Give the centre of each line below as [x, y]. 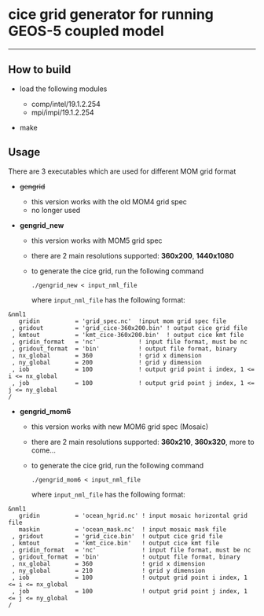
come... [44, 450]
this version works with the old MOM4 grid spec [109, 201]
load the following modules [63, 89]
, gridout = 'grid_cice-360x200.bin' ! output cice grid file [129, 328]
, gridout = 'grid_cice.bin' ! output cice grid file [117, 536]
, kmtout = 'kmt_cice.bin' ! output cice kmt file [115, 543]
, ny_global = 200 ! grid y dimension [106, 362]
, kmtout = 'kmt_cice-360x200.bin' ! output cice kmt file [128, 335]
